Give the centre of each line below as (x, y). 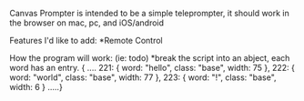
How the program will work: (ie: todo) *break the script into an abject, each (150, 58)
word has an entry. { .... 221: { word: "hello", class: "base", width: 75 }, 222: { (152, 68)
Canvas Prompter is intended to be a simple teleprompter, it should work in (149, 13)
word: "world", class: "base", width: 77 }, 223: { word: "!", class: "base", (143, 77)
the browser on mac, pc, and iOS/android (87, 23)
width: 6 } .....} (36, 87)
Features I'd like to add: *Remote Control (86, 40)
